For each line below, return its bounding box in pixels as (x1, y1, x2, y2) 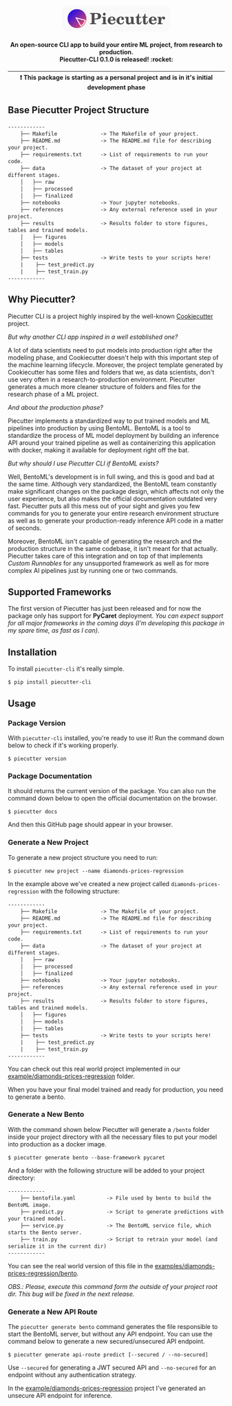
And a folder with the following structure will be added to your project (8, 1166, 205, 1175)
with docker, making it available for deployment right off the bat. (8, 445, 190, 454)
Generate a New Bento (8, 1110, 85, 1120)
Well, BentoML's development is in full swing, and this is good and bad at (8, 472, 215, 481)
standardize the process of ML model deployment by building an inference (8, 431, 220, 439)
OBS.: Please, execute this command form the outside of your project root (8, 1282, 218, 1290)
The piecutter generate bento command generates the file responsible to (8, 1323, 218, 1331)
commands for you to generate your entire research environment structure (8, 509, 220, 517)
